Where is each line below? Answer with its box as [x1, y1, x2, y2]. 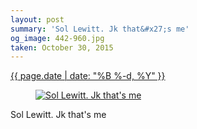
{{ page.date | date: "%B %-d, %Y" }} [10, 70, 166, 82]
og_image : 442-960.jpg [10, 33, 105, 43]
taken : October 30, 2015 [10, 42, 114, 53]
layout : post [10, 14, 65, 25]
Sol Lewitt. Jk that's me [10, 109, 107, 121]
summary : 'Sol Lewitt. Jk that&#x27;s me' [10, 24, 190, 34]
